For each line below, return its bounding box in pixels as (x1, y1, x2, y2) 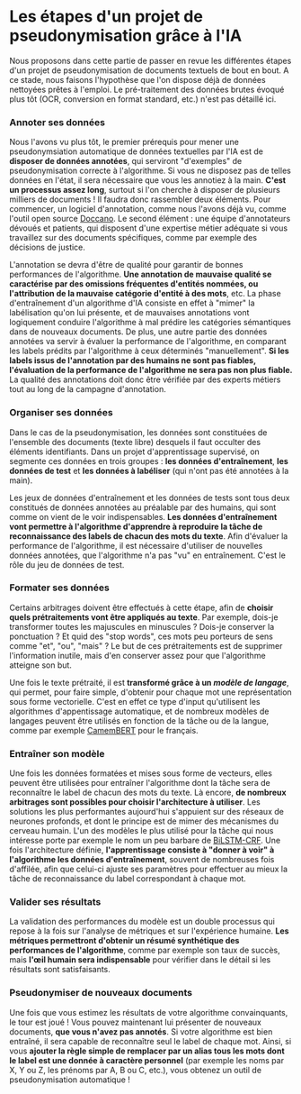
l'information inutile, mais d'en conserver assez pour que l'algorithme (9, 650, 267, 661)
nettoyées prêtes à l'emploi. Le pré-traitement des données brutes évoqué (9, 84, 285, 95)
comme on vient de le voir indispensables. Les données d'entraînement (9, 511, 278, 522)
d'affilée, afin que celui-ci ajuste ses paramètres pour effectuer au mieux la (9, 863, 288, 875)
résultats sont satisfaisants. (9, 964, 111, 975)
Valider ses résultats (9, 896, 102, 908)
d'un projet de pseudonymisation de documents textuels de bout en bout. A (9, 65, 289, 76)
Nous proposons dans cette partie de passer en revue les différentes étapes (9, 55, 292, 66)
